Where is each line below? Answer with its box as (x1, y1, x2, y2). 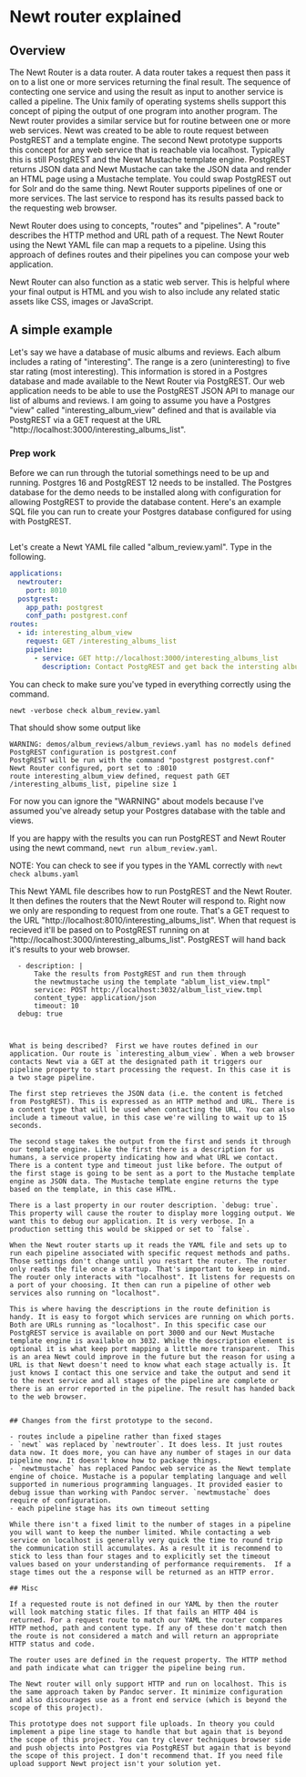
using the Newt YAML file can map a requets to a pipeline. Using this (9, 240, 267, 250)
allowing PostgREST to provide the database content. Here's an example (9, 497, 281, 508)
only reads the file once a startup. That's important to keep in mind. (9, 1265, 291, 1274)
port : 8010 (25, 585, 67, 594)
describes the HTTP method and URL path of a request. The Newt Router (9, 230, 284, 241)
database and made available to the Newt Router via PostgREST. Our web (9, 376, 285, 387)
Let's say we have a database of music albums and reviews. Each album (9, 346, 280, 357)
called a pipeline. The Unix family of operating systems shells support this (9, 96, 287, 107)
